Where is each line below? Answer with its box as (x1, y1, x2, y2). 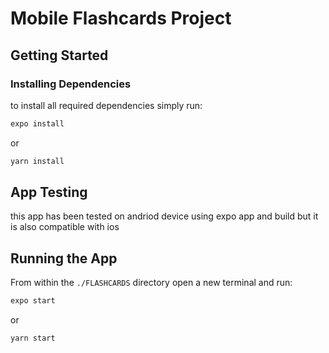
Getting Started (10, 47, 109, 64)
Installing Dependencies (10, 77, 132, 91)
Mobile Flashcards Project (10, 7, 232, 30)
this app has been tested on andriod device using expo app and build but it (10, 210, 319, 222)
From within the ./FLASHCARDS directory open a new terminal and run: (10, 277, 293, 289)
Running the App (10, 250, 118, 267)
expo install (10, 118, 65, 129)
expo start (10, 296, 56, 306)
